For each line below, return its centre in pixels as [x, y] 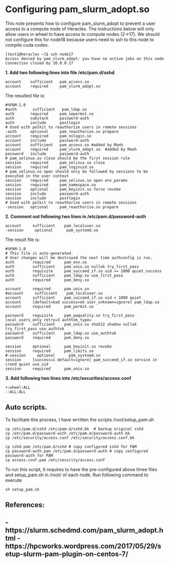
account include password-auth [47, 140]
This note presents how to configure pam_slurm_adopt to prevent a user [80, 23]
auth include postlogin [43, 123]
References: [25, 505]
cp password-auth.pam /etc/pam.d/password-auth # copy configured [77, 451]
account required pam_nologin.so [49, 136]
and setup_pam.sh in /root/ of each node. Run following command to [77, 475]
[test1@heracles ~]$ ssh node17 [39, 54]
